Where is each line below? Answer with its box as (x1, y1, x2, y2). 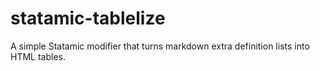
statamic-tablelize (10, 7, 166, 30)
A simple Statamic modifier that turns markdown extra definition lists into (10, 40, 310, 52)
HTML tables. (10, 50, 66, 62)
